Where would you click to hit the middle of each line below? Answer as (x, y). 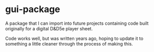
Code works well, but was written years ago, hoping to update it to (74, 38)
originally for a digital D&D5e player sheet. (49, 28)
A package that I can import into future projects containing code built (77, 23)
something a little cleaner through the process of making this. (69, 43)
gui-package (33, 9)
